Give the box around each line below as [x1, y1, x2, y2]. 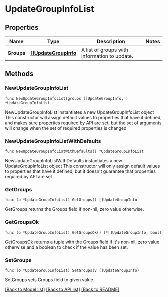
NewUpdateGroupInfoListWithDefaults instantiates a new [5, 157, 122, 163]
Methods [5, 70, 34, 78]
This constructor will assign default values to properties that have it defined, [5, 114, 162, 120]
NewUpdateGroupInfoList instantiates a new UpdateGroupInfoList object [5, 109, 154, 115]
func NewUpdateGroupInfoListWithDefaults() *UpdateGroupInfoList [5, 149, 144, 154]
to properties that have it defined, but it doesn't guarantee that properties [5, 168, 156, 174]
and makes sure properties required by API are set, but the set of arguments [5, 120, 162, 126]
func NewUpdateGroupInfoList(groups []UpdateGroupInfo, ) [5, 96, 128, 101]
